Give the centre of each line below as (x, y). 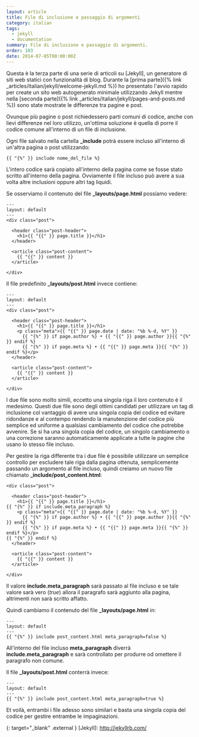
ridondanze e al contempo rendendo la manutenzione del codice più (90, 418)
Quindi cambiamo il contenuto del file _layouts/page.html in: (81, 610)
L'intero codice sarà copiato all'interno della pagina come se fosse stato (95, 169)
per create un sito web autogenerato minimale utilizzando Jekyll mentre (94, 92)
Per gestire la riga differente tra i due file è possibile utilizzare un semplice (97, 455)
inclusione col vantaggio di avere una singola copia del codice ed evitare (96, 412)
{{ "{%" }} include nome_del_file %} (53, 158)
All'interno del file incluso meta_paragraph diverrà (68, 648)
